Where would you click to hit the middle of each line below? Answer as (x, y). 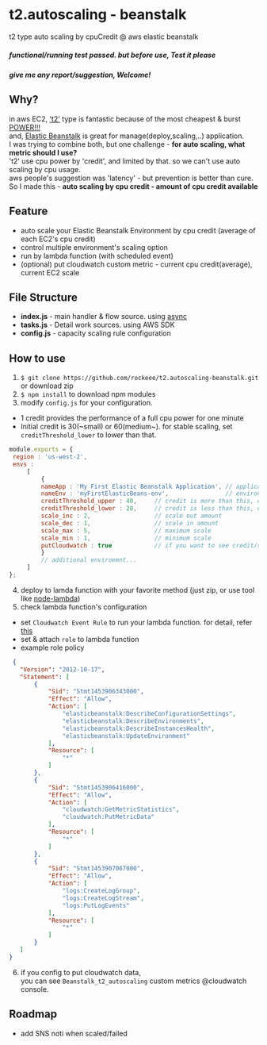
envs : (23, 464)
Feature (29, 211)
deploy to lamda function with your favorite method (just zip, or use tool (137, 590)
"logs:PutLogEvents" (96, 905)
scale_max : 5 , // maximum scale (126, 530)
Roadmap (33, 1014)
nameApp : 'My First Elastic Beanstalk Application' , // (137, 486)
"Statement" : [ (44, 677)
